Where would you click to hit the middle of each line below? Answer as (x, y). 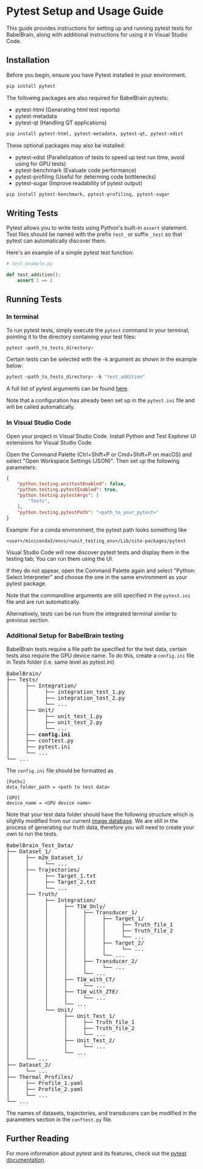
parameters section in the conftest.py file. (59, 1119)
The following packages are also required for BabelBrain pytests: (88, 98)
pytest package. (26, 583)
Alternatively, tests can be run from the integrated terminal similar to (92, 613)
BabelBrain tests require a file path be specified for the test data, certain (97, 649)
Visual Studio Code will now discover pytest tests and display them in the (98, 552)
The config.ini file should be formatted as (60, 770)
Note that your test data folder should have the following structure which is (100, 814)
